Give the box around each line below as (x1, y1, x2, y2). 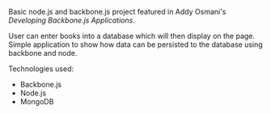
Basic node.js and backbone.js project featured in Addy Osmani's (8, 7, 227, 16)
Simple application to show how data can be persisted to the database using (8, 40, 263, 49)
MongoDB (19, 97, 54, 106)
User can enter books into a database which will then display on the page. (8, 32, 256, 40)
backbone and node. (8, 49, 78, 57)
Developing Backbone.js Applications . (8, 15, 135, 25)
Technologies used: (8, 64, 74, 74)
